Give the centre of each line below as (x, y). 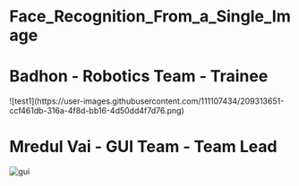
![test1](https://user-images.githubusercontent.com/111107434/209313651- (147, 101)
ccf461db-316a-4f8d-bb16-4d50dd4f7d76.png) (97, 111)
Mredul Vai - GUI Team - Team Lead (143, 147)
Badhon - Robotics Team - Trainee (139, 76)
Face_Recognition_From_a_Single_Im (150, 17)
